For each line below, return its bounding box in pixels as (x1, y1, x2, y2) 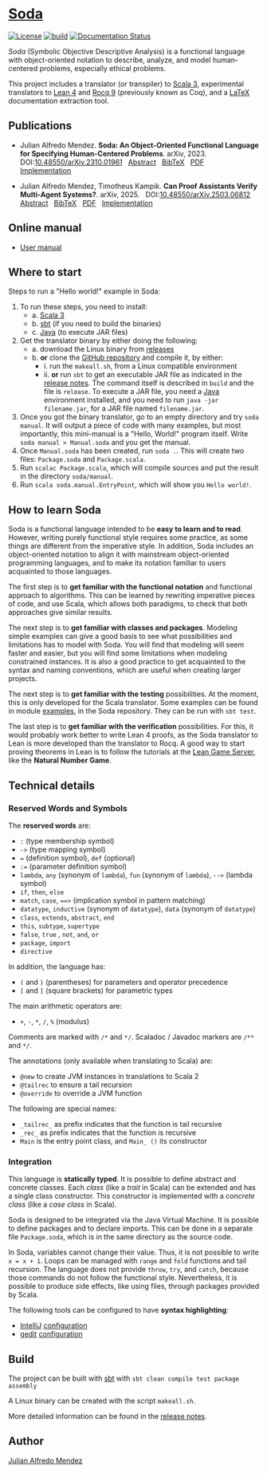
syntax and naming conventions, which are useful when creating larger (8, 665, 241, 675)
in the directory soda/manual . (19, 471, 114, 481)
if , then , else (19, 887, 65, 896)
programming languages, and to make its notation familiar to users (8, 558, 226, 568)
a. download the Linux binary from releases (31, 345, 175, 354)
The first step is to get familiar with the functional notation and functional (8, 582, 253, 592)
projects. (8, 674, 37, 683)
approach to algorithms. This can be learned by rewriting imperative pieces (8, 591, 255, 601)
